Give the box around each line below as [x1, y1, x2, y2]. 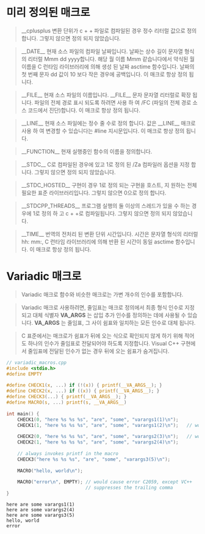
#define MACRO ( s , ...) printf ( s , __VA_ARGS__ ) [6, 399, 127, 406]
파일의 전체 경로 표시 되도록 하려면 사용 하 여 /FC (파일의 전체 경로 [34, 98, 192, 106]
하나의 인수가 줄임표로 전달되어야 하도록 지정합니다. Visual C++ [27, 339, 180, 347]
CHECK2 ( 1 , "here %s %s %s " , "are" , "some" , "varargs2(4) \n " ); [17, 439, 179, 445]
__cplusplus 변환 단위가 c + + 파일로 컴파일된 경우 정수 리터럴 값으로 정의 [21, 27, 197, 34]
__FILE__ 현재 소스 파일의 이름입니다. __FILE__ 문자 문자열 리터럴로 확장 [21, 91, 191, 98]
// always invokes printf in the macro [17, 450, 119, 456]
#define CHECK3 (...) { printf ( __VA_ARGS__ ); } [6, 394, 127, 400]
